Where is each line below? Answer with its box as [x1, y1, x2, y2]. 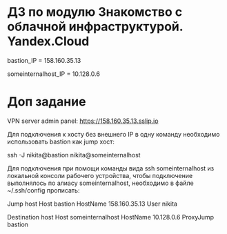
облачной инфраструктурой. [7, 19, 184, 35]
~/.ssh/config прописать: [7, 186, 80, 194]
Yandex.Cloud [7, 34, 90, 49]
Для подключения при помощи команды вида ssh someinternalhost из [7, 164, 215, 173]
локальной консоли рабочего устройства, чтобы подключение [7, 171, 193, 179]
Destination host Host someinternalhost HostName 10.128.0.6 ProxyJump [7, 213, 215, 221]
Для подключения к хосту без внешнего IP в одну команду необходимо [7, 130, 220, 138]
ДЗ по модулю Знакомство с [7, 4, 183, 20]
